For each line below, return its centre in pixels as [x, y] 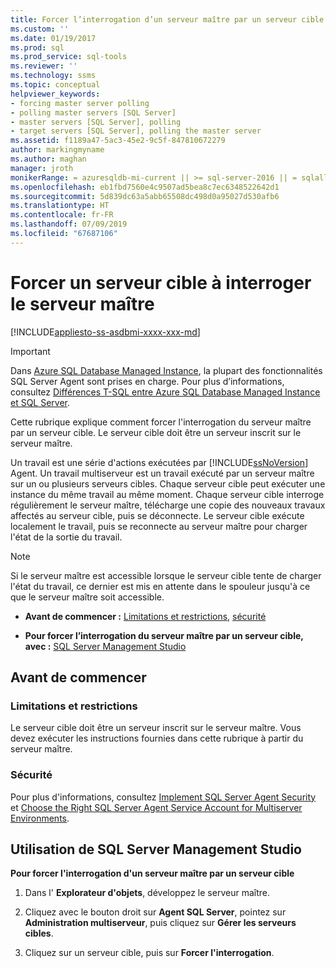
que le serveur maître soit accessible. [87, 597]
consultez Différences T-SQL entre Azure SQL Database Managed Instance [165, 392]
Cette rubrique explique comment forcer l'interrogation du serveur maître [161, 422]
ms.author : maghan [48, 159]
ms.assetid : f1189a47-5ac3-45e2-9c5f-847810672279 [118, 141]
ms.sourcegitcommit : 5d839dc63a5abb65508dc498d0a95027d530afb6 [145, 196]
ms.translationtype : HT [60, 206]
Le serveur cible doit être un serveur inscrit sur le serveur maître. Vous [156, 728]
